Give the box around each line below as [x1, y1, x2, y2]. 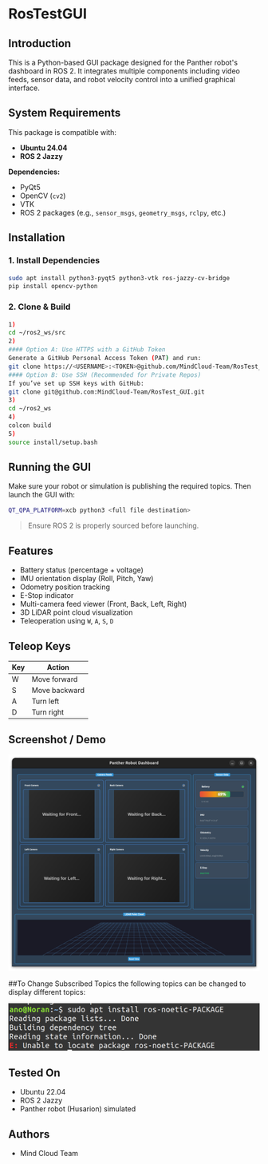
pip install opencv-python [8, 283, 98, 291]
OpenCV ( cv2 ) [19, 191, 66, 200]
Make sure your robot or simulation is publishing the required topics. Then [8, 481, 251, 491]
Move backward [31, 685, 85, 695]
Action [46, 663, 70, 672]
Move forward [31, 674, 78, 683]
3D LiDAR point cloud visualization [19, 608, 133, 617]
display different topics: [8, 987, 86, 996]
